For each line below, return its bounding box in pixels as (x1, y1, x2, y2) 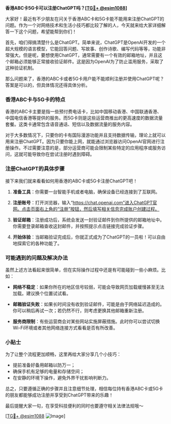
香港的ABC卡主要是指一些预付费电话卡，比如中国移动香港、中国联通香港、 (5, 109, 162, 115)
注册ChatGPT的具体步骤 (5, 165, 65, 172)
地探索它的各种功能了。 (12, 240, 62, 246)
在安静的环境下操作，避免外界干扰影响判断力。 (12, 375, 111, 381)
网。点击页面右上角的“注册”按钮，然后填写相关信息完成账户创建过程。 (12, 206, 160, 212)
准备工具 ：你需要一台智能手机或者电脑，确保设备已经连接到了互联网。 (12, 189, 160, 195)
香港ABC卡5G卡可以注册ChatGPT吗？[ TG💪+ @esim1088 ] (5, 5, 127, 11)
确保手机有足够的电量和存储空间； (12, 368, 84, 375)
